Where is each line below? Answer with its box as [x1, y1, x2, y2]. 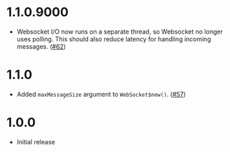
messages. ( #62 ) [16, 42, 66, 50]
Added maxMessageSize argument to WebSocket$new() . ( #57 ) [16, 90, 186, 98]
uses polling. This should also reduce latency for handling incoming [16, 34, 211, 43]
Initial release [16, 137, 55, 146]
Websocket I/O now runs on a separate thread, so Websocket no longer [16, 27, 223, 36]
